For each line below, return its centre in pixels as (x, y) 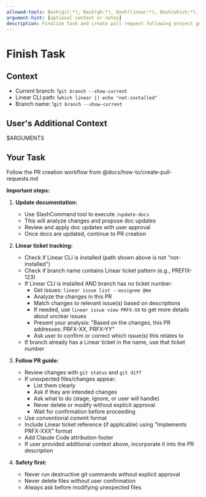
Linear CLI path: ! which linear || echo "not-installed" (86, 97)
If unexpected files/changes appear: (70, 379)
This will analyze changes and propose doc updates (90, 221)
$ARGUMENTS (25, 138)
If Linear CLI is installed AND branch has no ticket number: (98, 283)
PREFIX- (182, 271)
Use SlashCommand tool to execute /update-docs (87, 214)
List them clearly (55, 385)
